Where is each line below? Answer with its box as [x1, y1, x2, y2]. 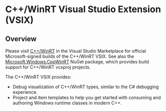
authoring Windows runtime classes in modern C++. [12, 100, 122, 106]
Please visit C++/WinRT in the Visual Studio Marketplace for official [5, 48, 146, 54]
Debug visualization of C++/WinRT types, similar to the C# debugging [12, 84, 159, 90]
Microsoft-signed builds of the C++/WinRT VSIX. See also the [5, 53, 135, 59]
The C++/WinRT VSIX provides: [5, 74, 72, 80]
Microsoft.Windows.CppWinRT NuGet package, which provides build [5, 59, 149, 64]
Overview [5, 34, 37, 43]
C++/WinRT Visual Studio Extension [5, 4, 161, 15]
